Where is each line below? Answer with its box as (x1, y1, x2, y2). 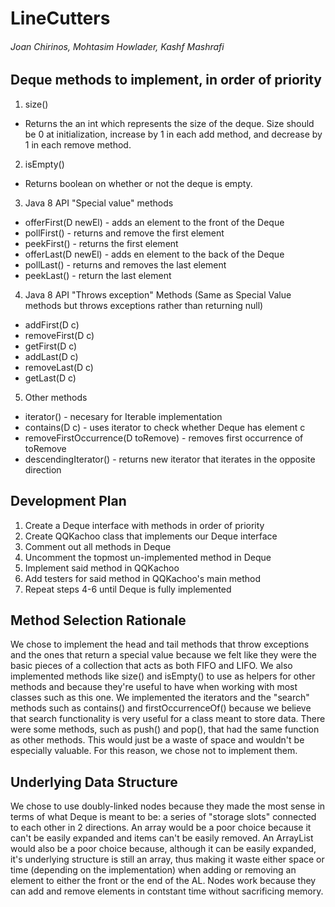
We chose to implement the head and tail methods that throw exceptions (10, 638, 310, 651)
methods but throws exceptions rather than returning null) (24, 299, 264, 311)
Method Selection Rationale (10, 612, 187, 629)
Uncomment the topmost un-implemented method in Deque (24, 551, 272, 563)
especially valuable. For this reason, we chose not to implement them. (10, 745, 298, 757)
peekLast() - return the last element (24, 269, 172, 281)
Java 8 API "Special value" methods (24, 197, 174, 209)
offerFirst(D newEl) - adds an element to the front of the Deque (24, 216, 285, 228)
